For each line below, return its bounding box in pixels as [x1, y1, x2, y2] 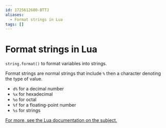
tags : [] [5, 21, 24, 27]
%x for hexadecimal [12, 91, 53, 97]
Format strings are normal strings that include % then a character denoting [5, 70, 161, 76]
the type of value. [5, 76, 43, 82]
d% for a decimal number [12, 86, 64, 92]
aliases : [5, 12, 24, 17]
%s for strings [12, 108, 41, 114]
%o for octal [12, 96, 37, 103]
